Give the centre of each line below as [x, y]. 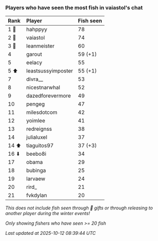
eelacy [34, 63]
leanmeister [40, 46]
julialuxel [37, 137]
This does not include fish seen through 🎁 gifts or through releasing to [79, 208]
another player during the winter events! [48, 213]
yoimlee [36, 120]
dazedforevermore [49, 96]
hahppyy [37, 30]
